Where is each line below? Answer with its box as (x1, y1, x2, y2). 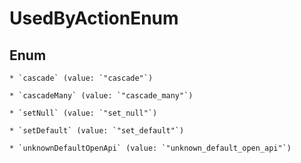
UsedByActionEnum (9, 7, 179, 30)
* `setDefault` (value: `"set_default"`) (9, 126, 185, 136)
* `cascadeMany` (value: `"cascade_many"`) (9, 91, 194, 101)
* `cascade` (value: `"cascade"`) (9, 73, 154, 83)
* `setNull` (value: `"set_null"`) (9, 108, 158, 118)
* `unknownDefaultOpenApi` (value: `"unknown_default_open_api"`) (9, 143, 292, 153)
